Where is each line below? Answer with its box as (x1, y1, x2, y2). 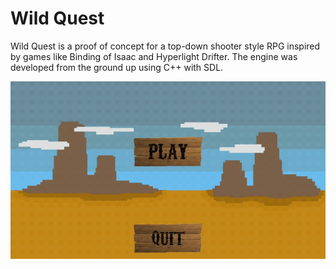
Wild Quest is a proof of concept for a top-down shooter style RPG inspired (10, 40, 321, 52)
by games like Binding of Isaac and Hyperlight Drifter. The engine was (10, 50, 298, 62)
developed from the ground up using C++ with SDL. (10, 61, 224, 73)
